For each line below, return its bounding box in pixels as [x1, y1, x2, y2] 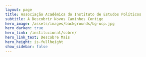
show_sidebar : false [5, 44, 48, 49]
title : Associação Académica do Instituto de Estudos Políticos [5, 12, 142, 17]
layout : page [5, 7, 32, 12]
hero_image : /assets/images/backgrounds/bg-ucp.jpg [5, 21, 115, 26]
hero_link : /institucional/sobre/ [5, 30, 77, 35]
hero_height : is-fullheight [5, 40, 64, 45]
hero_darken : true [5, 26, 43, 31]
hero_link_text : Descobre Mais [5, 35, 70, 40]
